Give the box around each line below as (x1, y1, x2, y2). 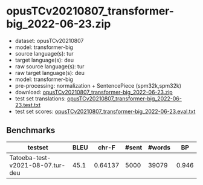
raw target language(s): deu (14, 69, 85, 76)
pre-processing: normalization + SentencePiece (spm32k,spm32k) (14, 82, 182, 89)
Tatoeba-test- (9, 153, 51, 161)
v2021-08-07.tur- (9, 161, 66, 169)
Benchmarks (6, 125, 56, 135)
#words (147, 143, 171, 152)
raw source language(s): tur (14, 62, 85, 70)
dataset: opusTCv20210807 (14, 37, 84, 44)
